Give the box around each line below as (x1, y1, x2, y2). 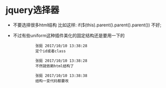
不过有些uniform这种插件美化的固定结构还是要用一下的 (12, 32, 125, 38)
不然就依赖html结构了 (35, 63, 74, 69)
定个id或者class (35, 48, 66, 54)
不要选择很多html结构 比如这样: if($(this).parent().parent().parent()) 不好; (12, 22, 162, 28)
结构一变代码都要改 (35, 78, 69, 84)
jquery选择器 (5, 4, 60, 16)
